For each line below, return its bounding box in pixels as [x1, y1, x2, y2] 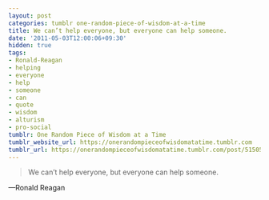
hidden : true [8, 42, 52, 50]
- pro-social [8, 123, 52, 131]
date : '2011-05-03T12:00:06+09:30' [8, 34, 127, 42]
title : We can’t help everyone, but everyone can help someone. [8, 26, 227, 34]
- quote [8, 101, 34, 109]
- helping [8, 64, 42, 72]
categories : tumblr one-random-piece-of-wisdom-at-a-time [8, 19, 206, 27]
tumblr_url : [8, 146, 48, 154]
